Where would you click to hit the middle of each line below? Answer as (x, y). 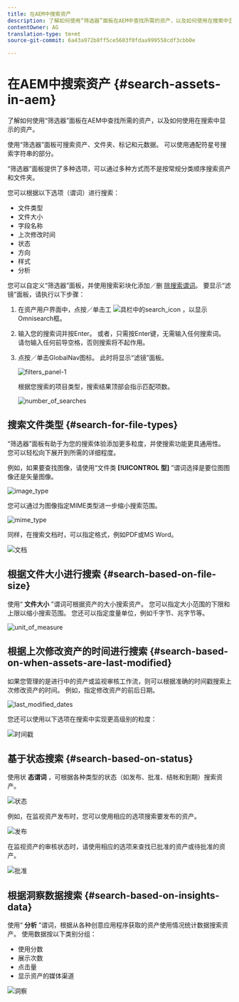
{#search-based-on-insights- (152, 895)
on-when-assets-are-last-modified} (90, 663)
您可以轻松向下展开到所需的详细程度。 (63, 452)
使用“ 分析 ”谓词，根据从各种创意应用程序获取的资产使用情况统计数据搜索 (115, 925)
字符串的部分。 (35, 153)
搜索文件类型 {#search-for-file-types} (93, 425)
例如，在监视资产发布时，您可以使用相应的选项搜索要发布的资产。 (104, 817)
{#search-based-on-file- (160, 574)
